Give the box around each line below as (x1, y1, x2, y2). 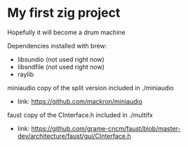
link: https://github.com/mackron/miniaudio (17, 97, 142, 106)
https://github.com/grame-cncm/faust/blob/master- (31, 124, 181, 132)
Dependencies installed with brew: (7, 41, 107, 50)
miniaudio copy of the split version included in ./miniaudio (7, 83, 174, 92)
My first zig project (7, 5, 121, 21)
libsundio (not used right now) (17, 55, 105, 64)
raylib (17, 70, 34, 78)
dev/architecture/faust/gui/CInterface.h (17, 132, 131, 140)
